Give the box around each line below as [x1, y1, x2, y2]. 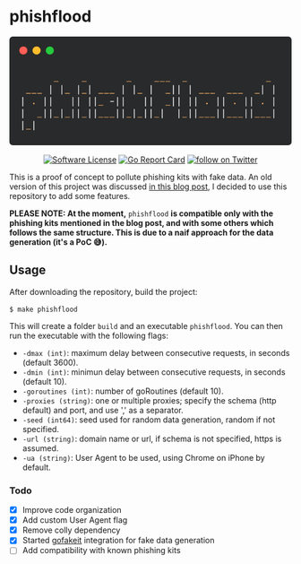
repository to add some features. [9, 190, 131, 201]
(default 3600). [21, 357, 79, 368]
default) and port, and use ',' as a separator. [21, 404, 184, 415]
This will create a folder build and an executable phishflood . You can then [9, 320, 284, 331]
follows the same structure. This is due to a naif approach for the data [9, 227, 274, 238]
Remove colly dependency [21, 525, 121, 535]
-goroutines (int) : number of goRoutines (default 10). [21, 386, 224, 396]
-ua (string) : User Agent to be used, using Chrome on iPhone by [21, 452, 266, 463]
